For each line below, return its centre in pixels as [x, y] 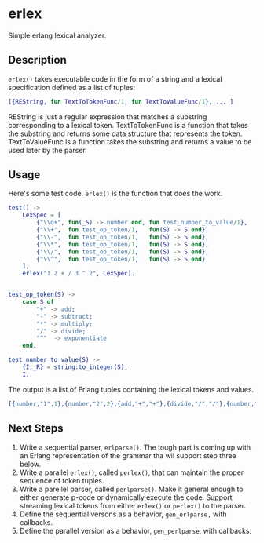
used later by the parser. [48, 150]
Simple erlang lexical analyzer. [57, 35]
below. [30, 464]
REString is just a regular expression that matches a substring [108, 117]
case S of [38, 302]
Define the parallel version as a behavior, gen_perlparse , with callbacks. [136, 530]
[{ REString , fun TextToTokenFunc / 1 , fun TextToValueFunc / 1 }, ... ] [121, 102]
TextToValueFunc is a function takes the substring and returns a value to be [130, 141]
